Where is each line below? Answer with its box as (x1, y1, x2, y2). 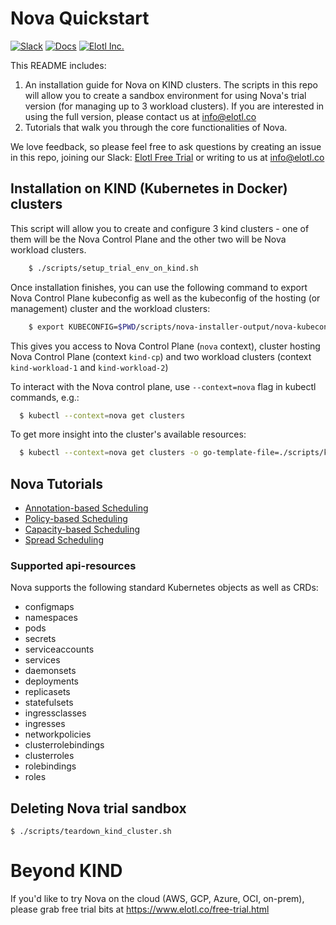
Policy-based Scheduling (24, 513, 128, 525)
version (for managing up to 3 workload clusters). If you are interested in (24, 100, 325, 112)
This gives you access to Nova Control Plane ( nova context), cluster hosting (10, 340, 321, 352)
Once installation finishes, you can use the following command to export (10, 281, 308, 293)
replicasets (24, 686, 71, 698)
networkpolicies (24, 728, 92, 741)
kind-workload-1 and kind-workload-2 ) (10, 361, 169, 373)
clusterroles (24, 750, 75, 762)
